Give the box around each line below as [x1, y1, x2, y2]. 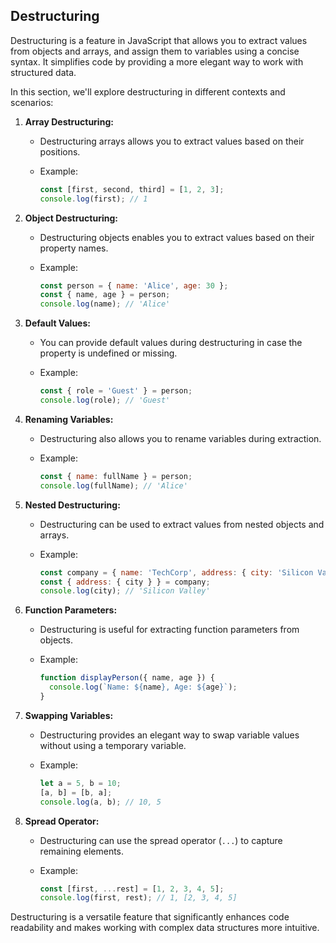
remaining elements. [39, 845, 125, 857]
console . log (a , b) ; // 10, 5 [39, 797, 162, 807]
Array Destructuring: [24, 115, 114, 128]
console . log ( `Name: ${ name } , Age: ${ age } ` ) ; [48, 682, 238, 693]
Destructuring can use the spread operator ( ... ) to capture [39, 834, 283, 846]
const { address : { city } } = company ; [39, 577, 211, 587]
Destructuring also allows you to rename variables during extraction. [39, 432, 322, 444]
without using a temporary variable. [39, 739, 187, 751]
